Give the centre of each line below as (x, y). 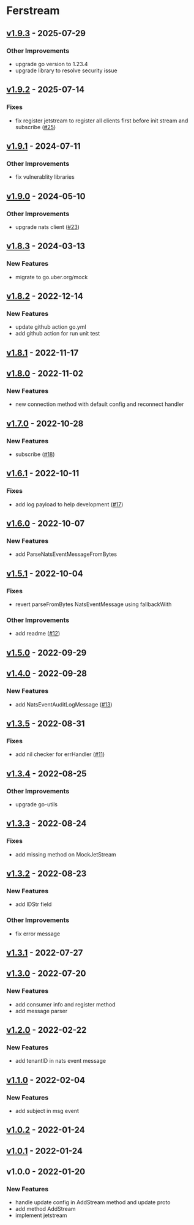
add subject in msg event (47, 1111)
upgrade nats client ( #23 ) (47, 227)
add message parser (41, 1011)
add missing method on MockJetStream (65, 854)
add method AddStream (45, 1209)
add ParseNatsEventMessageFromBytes (66, 554)
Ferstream (33, 11)
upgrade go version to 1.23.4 (51, 64)
